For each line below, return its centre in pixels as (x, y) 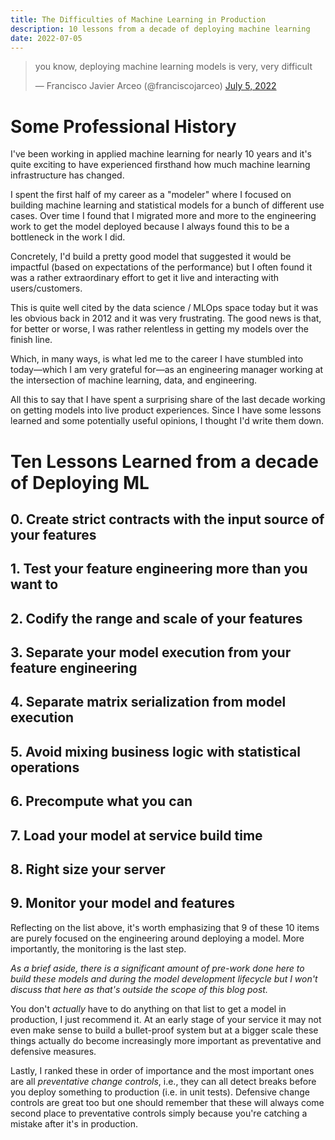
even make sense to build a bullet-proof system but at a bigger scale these (164, 1030)
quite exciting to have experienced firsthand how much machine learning (160, 165)
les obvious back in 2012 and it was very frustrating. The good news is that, (166, 318)
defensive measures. (53, 1051)
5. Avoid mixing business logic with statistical (155, 751)
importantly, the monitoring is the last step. (98, 948)
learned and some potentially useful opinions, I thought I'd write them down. (167, 421)
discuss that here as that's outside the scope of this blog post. (139, 989)
